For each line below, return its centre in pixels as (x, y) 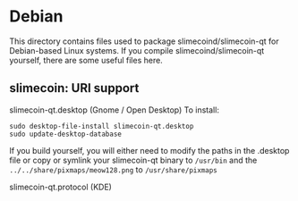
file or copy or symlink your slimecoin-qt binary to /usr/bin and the (133, 160)
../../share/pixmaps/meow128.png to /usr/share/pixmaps (113, 169)
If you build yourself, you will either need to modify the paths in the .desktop (149, 150)
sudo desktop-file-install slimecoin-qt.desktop (102, 126)
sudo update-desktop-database (66, 134)
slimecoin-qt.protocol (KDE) (60, 187)
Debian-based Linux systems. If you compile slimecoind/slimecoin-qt (137, 50)
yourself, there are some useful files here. (86, 60)
